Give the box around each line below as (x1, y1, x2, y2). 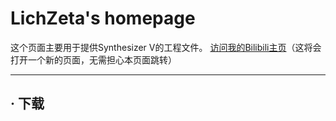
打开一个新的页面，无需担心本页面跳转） (10, 53, 177, 66)
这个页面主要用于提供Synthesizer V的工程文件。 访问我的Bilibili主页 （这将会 (10, 41, 322, 53)
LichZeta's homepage (10, 7, 196, 30)
